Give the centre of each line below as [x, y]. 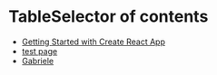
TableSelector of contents [108, 17]
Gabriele [38, 61]
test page [39, 51]
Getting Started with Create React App [93, 42]
